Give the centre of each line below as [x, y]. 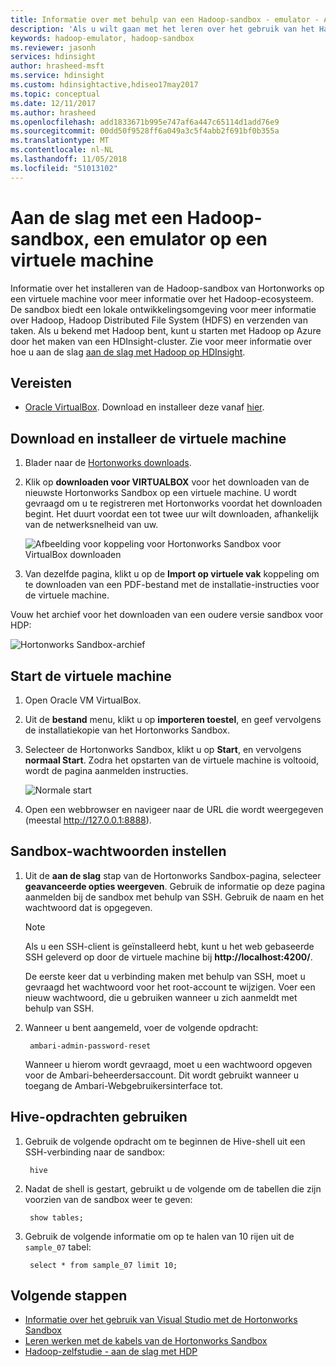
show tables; [56, 1217]
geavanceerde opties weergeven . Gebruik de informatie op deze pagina [175, 886]
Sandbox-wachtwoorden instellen [118, 851]
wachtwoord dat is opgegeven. [88, 907]
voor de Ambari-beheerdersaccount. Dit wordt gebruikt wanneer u [161, 1075]
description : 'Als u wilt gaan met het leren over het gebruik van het [162, 29]
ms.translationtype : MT [60, 141]
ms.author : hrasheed [53, 112]
